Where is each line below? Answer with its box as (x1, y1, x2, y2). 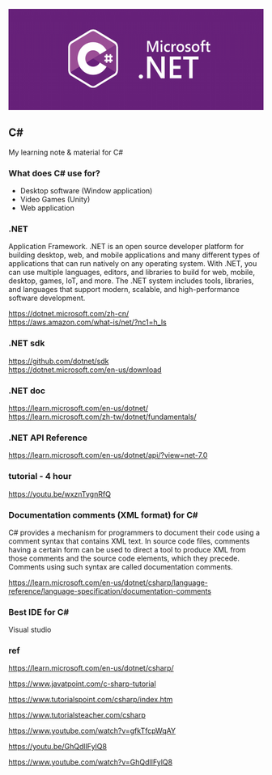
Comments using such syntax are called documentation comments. (8, 561, 233, 571)
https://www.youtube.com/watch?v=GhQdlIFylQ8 (8, 757, 172, 767)
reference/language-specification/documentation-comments (8, 586, 212, 595)
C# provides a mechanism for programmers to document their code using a (8, 527, 261, 537)
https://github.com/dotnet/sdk (8, 356, 109, 366)
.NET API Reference (8, 432, 87, 443)
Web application (19, 203, 74, 213)
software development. (8, 293, 86, 303)
